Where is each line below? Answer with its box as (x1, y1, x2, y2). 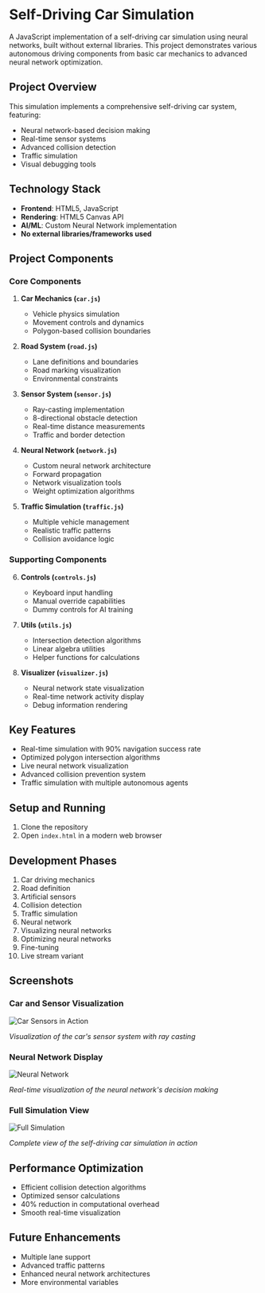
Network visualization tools (32, 478, 122, 487)
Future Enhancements (9, 1231, 122, 1244)
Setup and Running (9, 801, 106, 814)
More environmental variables (20, 1277, 119, 1287)
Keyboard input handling (32, 588, 114, 597)
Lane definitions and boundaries (32, 357, 138, 367)
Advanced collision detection (20, 142, 116, 152)
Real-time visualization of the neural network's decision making (9, 1084, 219, 1094)
